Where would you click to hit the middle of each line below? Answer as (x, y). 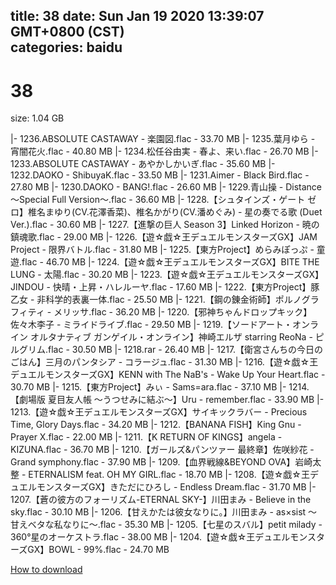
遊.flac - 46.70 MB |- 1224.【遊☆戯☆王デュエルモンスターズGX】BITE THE (165, 262)
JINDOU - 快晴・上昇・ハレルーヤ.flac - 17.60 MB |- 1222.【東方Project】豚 (165, 287)
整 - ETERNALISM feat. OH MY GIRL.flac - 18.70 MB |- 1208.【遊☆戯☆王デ (164, 475)
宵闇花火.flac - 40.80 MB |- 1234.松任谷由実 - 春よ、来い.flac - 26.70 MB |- (164, 151)
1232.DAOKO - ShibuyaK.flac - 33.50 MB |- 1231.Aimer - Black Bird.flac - (160, 175)
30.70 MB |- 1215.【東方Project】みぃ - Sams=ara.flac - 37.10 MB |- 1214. (160, 387)
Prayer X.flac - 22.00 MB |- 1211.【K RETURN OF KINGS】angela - (146, 437)
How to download (46, 570)
